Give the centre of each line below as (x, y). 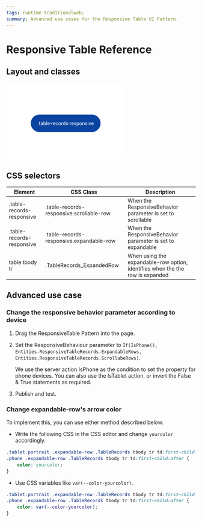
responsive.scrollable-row (78, 213)
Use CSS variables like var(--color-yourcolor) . (74, 483)
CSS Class (84, 192)
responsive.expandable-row (80, 241)
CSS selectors (33, 175)
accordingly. (30, 441)
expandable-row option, (158, 262)
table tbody (23, 262)
